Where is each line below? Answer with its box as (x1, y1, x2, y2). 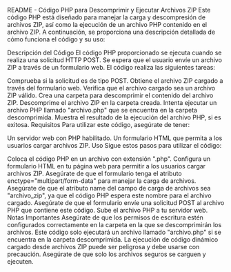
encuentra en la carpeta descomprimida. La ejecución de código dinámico (7, 235, 219, 244)
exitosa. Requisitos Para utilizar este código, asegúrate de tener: (7, 121, 190, 128)
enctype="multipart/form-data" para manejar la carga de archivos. (7, 177, 197, 185)
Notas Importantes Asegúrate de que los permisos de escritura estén (7, 213, 203, 222)
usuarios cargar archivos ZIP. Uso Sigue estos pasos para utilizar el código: (7, 142, 222, 149)
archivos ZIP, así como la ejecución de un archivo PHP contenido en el (7, 21, 208, 28)
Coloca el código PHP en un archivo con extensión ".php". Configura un (7, 155, 211, 163)
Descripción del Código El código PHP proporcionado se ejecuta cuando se (7, 48, 222, 57)
